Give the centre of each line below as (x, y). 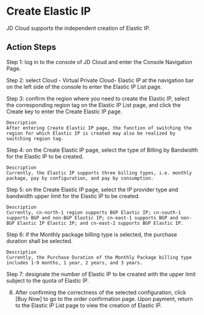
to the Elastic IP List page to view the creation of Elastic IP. (89, 305)
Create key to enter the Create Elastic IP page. (64, 111)
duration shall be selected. (40, 241)
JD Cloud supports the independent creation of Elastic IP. (78, 28)
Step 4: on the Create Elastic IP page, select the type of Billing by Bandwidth (102, 150)
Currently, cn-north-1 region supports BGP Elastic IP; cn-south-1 (94, 212)
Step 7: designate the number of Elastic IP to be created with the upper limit (101, 274)
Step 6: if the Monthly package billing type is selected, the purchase (92, 234)
